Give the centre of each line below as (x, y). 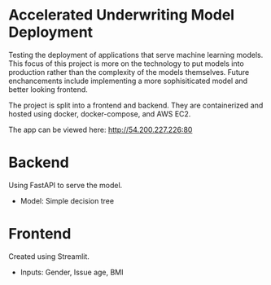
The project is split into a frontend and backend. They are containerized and (136, 105)
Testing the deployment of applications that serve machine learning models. (136, 55)
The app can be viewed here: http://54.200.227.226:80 (101, 129)
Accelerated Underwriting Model (121, 15)
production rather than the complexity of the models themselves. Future (129, 72)
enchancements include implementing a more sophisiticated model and (128, 81)
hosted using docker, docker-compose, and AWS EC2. (100, 114)
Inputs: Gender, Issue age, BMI (72, 272)
